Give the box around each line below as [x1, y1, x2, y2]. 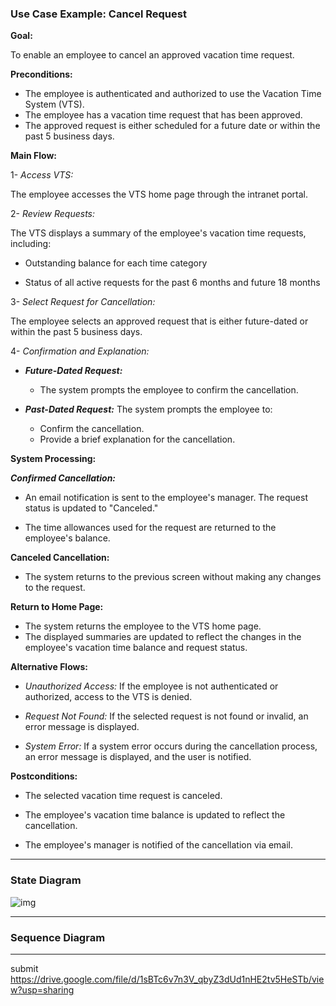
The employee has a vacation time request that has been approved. [24, 109, 303, 121]
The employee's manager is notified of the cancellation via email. [24, 839, 294, 851]
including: [10, 238, 52, 250]
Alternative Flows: [10, 661, 88, 673]
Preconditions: [10, 68, 73, 81]
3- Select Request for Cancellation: [10, 296, 156, 308]
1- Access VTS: [10, 169, 74, 181]
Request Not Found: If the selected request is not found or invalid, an [24, 710, 309, 722]
